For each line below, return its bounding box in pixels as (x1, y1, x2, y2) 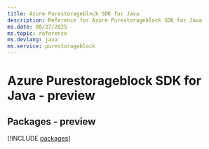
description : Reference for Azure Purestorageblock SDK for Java (7, 17, 202, 24)
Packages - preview (7, 115, 96, 127)
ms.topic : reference (7, 29, 68, 37)
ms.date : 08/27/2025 (7, 23, 68, 30)
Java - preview (7, 88, 96, 104)
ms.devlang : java (7, 36, 58, 43)
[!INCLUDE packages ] (7, 134, 71, 142)
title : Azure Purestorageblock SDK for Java (7, 10, 140, 17)
